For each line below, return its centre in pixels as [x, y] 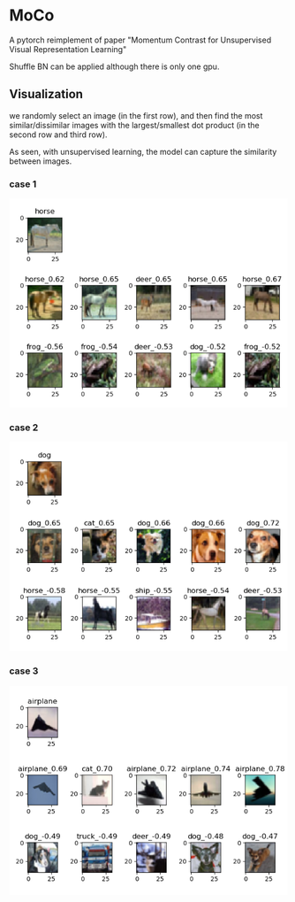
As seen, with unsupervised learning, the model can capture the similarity [143, 151]
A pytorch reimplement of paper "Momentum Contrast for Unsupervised [140, 40]
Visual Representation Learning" [68, 49]
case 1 [23, 184]
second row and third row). [58, 135]
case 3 [24, 671]
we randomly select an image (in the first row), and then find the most [136, 115]
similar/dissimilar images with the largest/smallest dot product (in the [134, 125]
